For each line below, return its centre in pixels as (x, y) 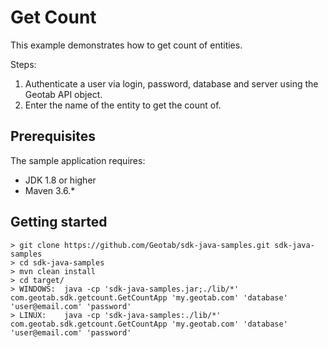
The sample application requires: (78, 160)
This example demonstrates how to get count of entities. (126, 45)
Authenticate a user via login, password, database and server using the (171, 83)
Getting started (59, 222)
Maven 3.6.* (50, 190)
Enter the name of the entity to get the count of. (123, 105)
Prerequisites (53, 136)
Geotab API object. (63, 94)
